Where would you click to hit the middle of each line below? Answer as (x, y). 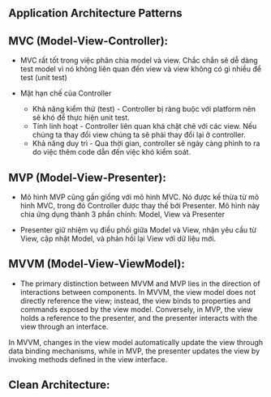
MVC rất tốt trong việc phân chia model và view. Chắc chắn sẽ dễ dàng (139, 61)
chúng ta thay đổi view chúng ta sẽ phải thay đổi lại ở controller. (139, 135)
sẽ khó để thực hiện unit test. (81, 117)
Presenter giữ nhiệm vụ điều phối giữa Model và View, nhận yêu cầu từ (138, 230)
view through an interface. (64, 327)
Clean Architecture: (59, 385)
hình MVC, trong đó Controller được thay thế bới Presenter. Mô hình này (140, 206)
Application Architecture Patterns (95, 13)
